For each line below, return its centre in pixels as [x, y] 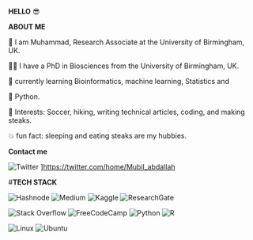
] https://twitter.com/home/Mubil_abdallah [108, 167]
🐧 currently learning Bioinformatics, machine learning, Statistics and [119, 81]
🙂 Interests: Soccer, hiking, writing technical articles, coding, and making [126, 112]
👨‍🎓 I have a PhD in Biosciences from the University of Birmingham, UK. [124, 66]
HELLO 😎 [24, 11]
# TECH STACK [33, 182]
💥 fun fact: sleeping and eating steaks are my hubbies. [98, 135]
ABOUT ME [27, 27]
